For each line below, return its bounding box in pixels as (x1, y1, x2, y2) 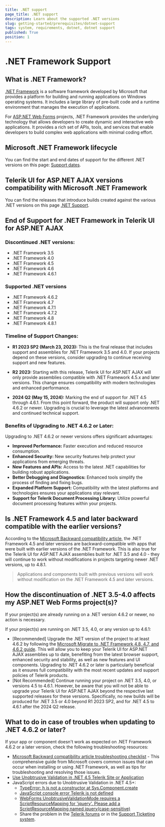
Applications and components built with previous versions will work (17, 571, 154, 577)
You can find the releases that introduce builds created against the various (5, 197, 156, 203)
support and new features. (12, 360, 66, 366)
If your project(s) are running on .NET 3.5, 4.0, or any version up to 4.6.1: (5, 626, 151, 632)
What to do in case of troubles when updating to (5, 718, 156, 726)
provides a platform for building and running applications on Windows (5, 93, 146, 99)
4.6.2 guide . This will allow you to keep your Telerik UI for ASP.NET (12, 646, 148, 652)
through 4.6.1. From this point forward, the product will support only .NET (12, 399, 160, 405)
